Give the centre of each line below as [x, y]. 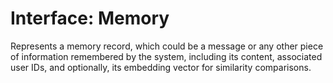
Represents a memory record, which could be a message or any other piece [167, 46]
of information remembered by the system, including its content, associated [166, 56]
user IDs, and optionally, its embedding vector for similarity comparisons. [161, 67]
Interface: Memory [90, 18]
